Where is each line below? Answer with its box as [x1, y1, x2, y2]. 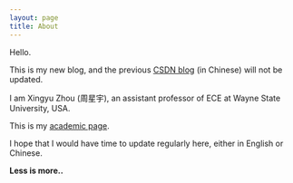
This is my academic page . [9, 120, 111, 131]
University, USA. [9, 102, 71, 113]
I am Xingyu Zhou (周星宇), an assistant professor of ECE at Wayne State [9, 92, 281, 103]
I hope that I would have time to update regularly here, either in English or [9, 138, 284, 149]
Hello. [9, 46, 32, 57]
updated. [9, 73, 44, 84]
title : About [9, 22, 59, 31]
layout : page [9, 13, 59, 23]
